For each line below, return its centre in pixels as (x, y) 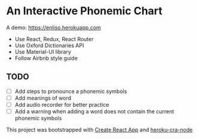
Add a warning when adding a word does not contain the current (94, 111)
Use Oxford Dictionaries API (49, 45)
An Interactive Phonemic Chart (84, 11)
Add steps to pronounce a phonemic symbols (71, 91)
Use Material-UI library (43, 51)
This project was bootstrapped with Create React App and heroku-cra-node (99, 130)
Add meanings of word (43, 98)
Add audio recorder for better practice (62, 104)
